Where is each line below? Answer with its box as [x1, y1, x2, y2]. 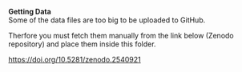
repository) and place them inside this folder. [8, 39, 156, 49]
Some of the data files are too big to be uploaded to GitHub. [8, 15, 206, 25]
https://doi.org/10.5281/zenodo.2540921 [8, 55, 142, 64]
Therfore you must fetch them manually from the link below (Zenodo [8, 31, 234, 40]
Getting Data [8, 7, 52, 16]
